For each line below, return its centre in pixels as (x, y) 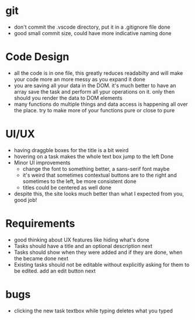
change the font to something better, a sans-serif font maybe (96, 168)
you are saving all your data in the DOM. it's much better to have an (95, 85)
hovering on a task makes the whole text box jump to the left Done (93, 156)
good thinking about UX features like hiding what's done (81, 240)
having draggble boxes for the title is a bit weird (71, 150)
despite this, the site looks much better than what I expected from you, (99, 194)
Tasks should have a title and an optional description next (83, 246)
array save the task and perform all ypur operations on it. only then (94, 91)
